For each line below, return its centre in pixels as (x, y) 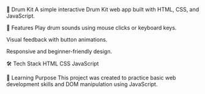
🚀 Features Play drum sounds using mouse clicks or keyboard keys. (91, 28)
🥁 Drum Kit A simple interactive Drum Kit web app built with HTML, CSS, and (103, 9)
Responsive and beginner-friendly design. (59, 51)
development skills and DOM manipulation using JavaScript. (82, 84)
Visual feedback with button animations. (57, 39)
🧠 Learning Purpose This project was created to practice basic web (91, 78)
